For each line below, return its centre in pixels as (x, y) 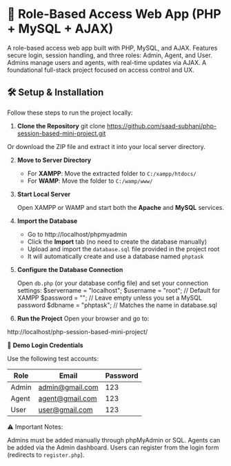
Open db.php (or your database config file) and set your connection (113, 283)
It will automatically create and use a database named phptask (115, 256)
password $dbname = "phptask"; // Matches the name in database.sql (117, 305)
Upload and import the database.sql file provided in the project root (123, 249)
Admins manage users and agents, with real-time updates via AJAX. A (107, 62)
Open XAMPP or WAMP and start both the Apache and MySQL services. (121, 207)
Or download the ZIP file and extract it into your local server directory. (106, 146)
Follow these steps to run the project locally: (70, 113)
